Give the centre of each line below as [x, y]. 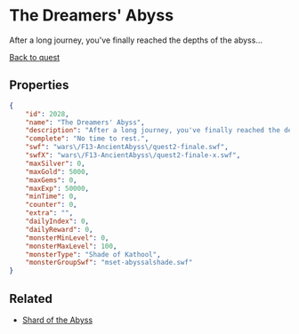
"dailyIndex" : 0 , [57, 221]
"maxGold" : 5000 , [57, 171]
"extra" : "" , [49, 213]
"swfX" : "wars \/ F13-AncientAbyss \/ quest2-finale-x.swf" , [133, 155]
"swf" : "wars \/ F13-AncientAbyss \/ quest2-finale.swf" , [127, 147]
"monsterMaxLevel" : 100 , [71, 246]
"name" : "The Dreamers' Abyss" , [85, 122]
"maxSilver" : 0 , [56, 163]
